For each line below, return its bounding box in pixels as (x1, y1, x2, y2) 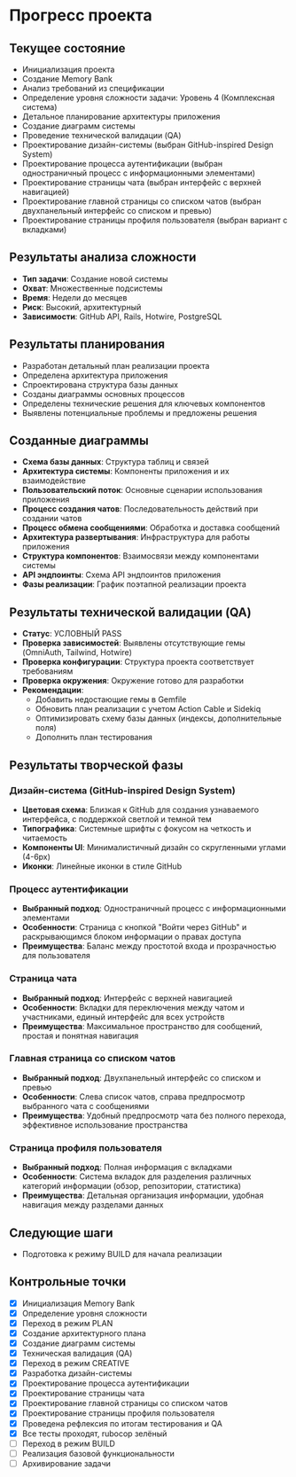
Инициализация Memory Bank (21, 1298, 136, 1309)
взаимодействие (21, 475, 86, 486)
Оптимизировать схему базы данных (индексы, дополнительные (35, 713, 282, 723)
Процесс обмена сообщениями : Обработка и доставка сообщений (21, 522, 281, 533)
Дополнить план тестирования (35, 732, 152, 743)
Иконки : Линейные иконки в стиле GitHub (21, 861, 183, 871)
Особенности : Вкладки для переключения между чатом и (21, 1002, 245, 1012)
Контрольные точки (9, 1274, 127, 1290)
